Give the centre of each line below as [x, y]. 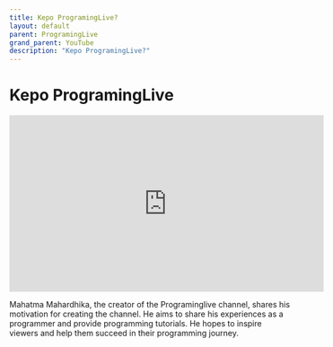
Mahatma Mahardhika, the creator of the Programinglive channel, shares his [149, 305]
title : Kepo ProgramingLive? [64, 17]
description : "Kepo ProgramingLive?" [80, 51]
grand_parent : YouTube [52, 43]
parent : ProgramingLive [54, 34]
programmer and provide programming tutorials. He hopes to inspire [136, 324]
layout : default [39, 26]
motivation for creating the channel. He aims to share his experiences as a [147, 314]
